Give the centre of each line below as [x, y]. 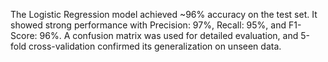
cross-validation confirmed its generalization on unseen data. [155, 46]
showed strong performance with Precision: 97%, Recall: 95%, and [148, 25]
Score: [24, 35]
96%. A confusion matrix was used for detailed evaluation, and [169, 35]
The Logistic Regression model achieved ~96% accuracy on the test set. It [164, 14]
